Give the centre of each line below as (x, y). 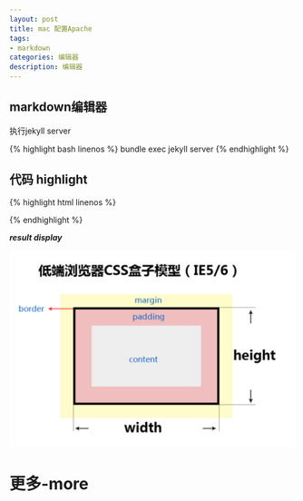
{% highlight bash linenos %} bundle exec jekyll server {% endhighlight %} (149, 149)
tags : (20, 38)
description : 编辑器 (46, 67)
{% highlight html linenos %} (63, 202)
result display (36, 237)
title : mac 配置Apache (51, 29)
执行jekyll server (40, 131)
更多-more (49, 484)
